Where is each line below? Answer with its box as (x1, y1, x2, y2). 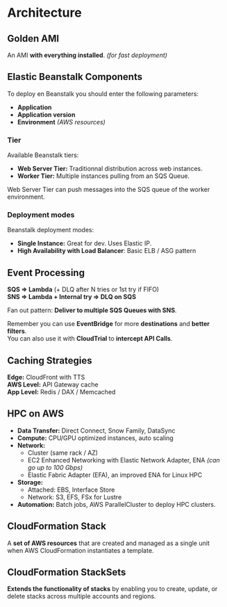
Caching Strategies (7, 355, 92, 366)
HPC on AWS (7, 408, 65, 420)
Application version (17, 110, 76, 119)
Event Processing (7, 266, 85, 279)
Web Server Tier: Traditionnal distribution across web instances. (17, 165, 203, 173)
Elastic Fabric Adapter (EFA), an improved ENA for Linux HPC (27, 471, 203, 479)
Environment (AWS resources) (17, 118, 106, 126)
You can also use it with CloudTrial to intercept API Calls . (7, 334, 173, 343)
